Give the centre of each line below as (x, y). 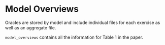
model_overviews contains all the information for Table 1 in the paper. (74, 37)
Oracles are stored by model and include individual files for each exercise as (82, 22)
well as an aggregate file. (31, 27)
